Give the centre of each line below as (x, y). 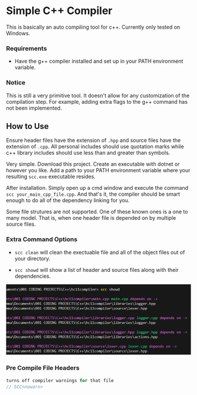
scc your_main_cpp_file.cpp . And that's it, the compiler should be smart (93, 194)
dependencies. (33, 276)
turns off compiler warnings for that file (60, 381)
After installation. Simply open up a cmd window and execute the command (97, 188)
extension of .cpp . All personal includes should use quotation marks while (95, 147)
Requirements (27, 48)
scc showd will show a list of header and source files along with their (96, 270)
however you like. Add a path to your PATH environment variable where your (98, 171)
